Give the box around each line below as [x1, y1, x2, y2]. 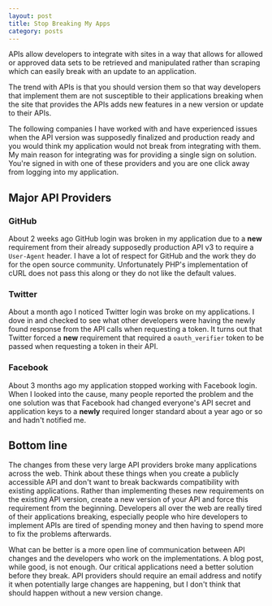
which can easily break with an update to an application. [8, 67, 196, 76]
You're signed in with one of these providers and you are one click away [8, 159, 250, 168]
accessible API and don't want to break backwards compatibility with [8, 477, 240, 487]
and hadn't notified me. [8, 415, 87, 425]
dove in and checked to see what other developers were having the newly [8, 316, 256, 325]
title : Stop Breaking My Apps [8, 20, 111, 28]
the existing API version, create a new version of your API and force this [8, 495, 249, 504]
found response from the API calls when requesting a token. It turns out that [8, 325, 262, 334]
